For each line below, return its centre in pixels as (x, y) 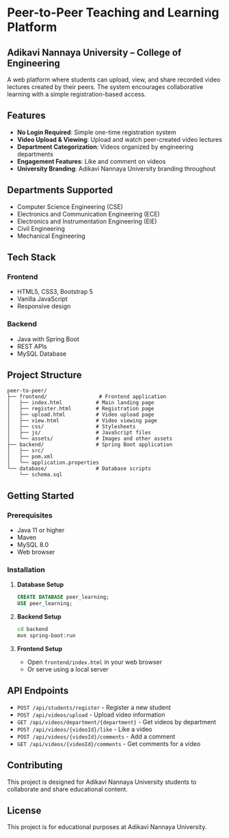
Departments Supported (60, 190)
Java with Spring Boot (48, 339)
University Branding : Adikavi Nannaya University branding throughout (116, 169)
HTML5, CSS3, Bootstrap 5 (55, 292)
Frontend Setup (40, 648)
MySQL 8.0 (33, 545)
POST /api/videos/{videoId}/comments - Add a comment (96, 736)
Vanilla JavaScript (42, 299)
